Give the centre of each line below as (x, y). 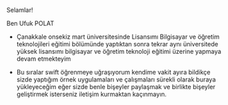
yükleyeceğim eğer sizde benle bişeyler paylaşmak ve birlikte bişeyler (116, 87)
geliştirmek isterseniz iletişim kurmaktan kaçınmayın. (92, 94)
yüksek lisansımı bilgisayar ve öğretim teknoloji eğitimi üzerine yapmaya (119, 51)
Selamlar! (20, 10)
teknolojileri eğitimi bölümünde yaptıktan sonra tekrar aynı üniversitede (117, 44)
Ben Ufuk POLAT (30, 23)
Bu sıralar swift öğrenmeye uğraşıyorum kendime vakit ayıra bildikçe (114, 72)
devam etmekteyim (44, 59)
